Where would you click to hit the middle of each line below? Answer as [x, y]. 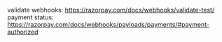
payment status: [30, 17]
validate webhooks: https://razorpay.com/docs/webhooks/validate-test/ [111, 10]
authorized [23, 32]
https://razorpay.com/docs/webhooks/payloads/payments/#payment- [109, 24]
